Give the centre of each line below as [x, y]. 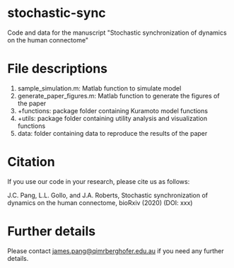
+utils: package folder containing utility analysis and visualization [112, 118]
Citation [31, 162]
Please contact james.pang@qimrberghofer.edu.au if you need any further [116, 251]
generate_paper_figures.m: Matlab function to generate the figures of [119, 95]
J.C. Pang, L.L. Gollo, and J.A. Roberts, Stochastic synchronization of [108, 195]
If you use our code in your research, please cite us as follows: [99, 181]
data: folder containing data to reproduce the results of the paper [112, 133]
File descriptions [58, 69]
